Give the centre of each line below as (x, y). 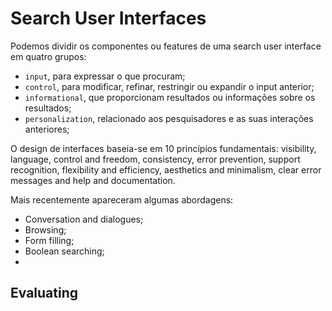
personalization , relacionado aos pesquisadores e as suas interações (169, 118)
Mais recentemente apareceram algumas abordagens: (122, 199)
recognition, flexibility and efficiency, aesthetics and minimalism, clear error (166, 169)
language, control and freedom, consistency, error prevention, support (155, 159)
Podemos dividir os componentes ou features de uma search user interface (166, 46)
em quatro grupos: (48, 56)
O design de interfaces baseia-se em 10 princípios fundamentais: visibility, (163, 148)
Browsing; (45, 229)
